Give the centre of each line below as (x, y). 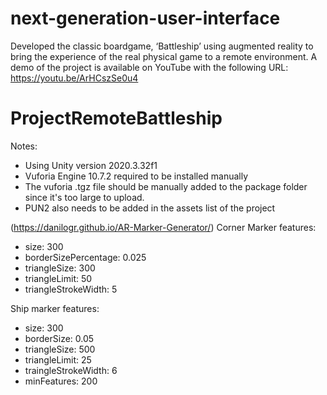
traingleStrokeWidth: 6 (71, 370)
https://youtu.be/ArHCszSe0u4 (74, 78)
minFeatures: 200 (61, 381)
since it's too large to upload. (84, 197)
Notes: (24, 146)
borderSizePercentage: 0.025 (85, 257)
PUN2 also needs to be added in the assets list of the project (150, 208)
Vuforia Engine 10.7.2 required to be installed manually (136, 176)
